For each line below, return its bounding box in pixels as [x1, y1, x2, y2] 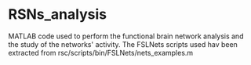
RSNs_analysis [8, 5, 107, 23]
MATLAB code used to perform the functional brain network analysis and [8, 31, 244, 41]
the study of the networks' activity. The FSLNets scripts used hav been [8, 39, 238, 49]
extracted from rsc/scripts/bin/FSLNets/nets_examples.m [8, 48, 194, 57]
